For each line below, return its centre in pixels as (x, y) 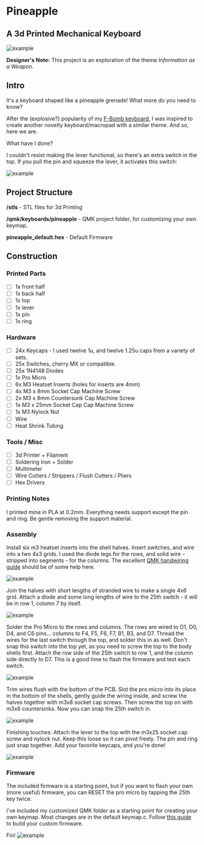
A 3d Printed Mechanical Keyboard (74, 34)
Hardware (21, 337)
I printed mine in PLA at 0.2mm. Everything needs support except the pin (97, 512)
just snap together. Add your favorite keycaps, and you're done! (86, 745)
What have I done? (30, 143)
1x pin (22, 314)
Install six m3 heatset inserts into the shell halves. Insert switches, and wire (100, 547)
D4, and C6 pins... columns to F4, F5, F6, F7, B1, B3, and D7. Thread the (95, 633)
